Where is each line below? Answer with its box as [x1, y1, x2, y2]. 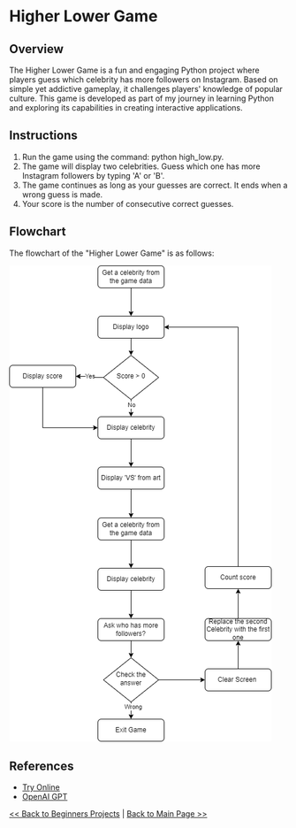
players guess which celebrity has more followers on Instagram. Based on [9, 74, 278, 85]
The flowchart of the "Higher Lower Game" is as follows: [9, 248, 215, 258]
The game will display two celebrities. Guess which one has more [21, 161, 261, 172]
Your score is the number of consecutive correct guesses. [21, 198, 234, 209]
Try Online [21, 782, 60, 793]
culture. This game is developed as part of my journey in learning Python [9, 93, 275, 103]
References [9, 759, 74, 774]
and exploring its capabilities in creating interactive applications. [9, 103, 243, 112]
